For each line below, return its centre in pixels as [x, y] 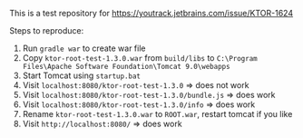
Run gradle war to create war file [84, 48]
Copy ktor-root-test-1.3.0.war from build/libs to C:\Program [140, 58]
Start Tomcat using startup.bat [82, 75]
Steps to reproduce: [47, 30]
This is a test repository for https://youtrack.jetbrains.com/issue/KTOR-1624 [151, 13]
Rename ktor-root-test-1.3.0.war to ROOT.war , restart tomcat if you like [157, 114]
